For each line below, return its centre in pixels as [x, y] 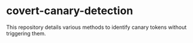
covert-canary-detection [70, 11]
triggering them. [26, 33]
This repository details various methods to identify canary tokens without [96, 27]
